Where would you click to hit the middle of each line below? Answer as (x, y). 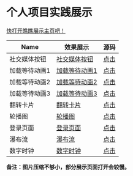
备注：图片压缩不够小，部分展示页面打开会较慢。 (68, 167)
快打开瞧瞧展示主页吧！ (36, 31)
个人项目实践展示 (50, 13)
